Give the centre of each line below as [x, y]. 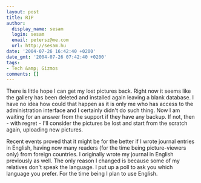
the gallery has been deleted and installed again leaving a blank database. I [100, 98]
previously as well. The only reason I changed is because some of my [93, 161]
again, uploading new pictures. [45, 130]
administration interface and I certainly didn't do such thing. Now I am [93, 110]
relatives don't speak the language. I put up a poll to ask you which [90, 167]
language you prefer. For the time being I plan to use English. [82, 174]
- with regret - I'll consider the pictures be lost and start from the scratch [97, 123]
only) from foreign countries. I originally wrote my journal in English [90, 155]
